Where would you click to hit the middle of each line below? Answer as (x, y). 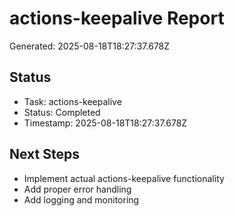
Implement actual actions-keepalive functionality (124, 178)
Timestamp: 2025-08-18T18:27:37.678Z (105, 123)
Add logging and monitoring (81, 199)
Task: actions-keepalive (72, 101)
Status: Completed (62, 112)
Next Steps (44, 154)
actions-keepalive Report (117, 18)
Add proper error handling (77, 189)
